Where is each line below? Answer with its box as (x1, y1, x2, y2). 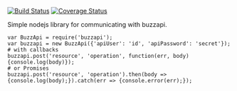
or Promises (14, 65, 50, 72)
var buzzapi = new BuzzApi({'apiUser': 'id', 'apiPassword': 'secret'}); (7, 40, 231, 47)
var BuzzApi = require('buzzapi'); (7, 34, 113, 41)
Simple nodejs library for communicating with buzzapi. (7, 20, 167, 28)
